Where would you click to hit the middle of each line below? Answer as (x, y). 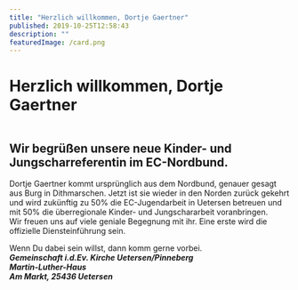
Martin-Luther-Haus (48, 267)
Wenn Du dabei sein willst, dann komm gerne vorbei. (106, 248)
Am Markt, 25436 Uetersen (61, 276)
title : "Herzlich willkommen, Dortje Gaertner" (99, 17)
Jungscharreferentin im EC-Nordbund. (119, 162)
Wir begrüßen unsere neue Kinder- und (121, 148)
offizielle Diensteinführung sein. (68, 231)
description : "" (39, 34)
